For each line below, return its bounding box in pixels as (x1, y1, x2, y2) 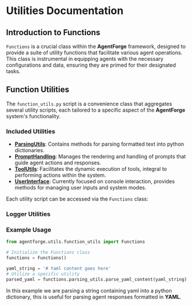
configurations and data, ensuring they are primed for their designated (6, 61, 176, 68)
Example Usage (6, 225, 52, 233)
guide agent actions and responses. (14, 159, 101, 166)
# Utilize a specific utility (6, 271, 80, 277)
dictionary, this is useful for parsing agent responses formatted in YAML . (6, 293, 181, 300)
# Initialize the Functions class (6, 250, 91, 256)
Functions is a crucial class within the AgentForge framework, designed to (6, 43, 186, 50)
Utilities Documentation (6, 4, 124, 18)
